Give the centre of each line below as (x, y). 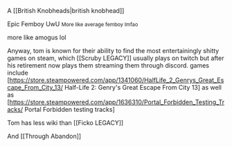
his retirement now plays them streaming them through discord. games (108, 65)
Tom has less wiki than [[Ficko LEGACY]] (65, 123)
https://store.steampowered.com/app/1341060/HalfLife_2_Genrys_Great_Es (117, 80)
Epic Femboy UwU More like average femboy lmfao (73, 24)
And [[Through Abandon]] (44, 136)
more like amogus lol (37, 37)
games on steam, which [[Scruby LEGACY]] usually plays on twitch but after (116, 58)
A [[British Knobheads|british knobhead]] (66, 11)
